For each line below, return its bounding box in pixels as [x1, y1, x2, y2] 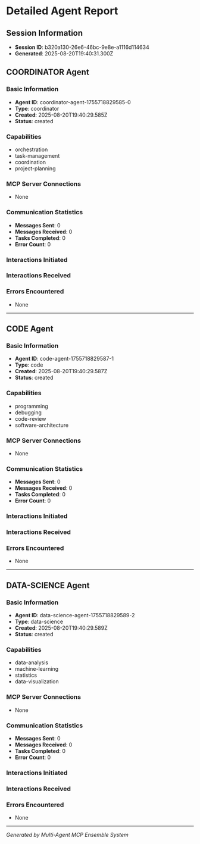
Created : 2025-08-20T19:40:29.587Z [14, 368, 108, 375]
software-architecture [14, 421, 69, 429]
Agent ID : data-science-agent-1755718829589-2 [14, 612, 135, 619]
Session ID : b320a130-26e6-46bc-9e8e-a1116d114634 [14, 43, 150, 51]
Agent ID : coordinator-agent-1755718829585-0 [14, 98, 131, 105]
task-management [14, 152, 60, 159]
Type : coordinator [14, 105, 60, 112]
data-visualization [14, 678, 59, 685]
